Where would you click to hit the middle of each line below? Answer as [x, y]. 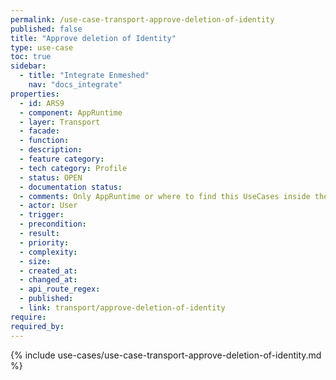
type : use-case [42, 47]
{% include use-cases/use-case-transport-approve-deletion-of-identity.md [166, 355]
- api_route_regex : [60, 289]
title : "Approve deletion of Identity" [93, 38]
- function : [44, 141]
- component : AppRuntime [71, 112]
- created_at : [48, 271]
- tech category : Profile [73, 168]
